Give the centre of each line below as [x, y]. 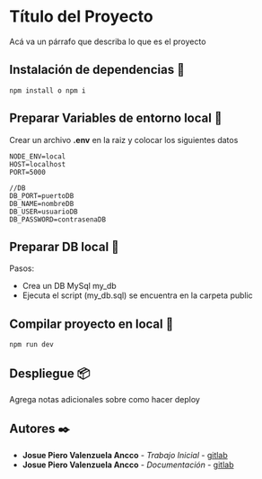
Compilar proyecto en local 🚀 [92, 324]
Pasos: [22, 268]
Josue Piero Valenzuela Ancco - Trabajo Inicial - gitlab [125, 455]
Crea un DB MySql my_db [69, 286]
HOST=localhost [38, 164]
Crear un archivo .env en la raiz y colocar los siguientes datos [124, 140]
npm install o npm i [48, 90]
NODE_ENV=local [38, 156]
